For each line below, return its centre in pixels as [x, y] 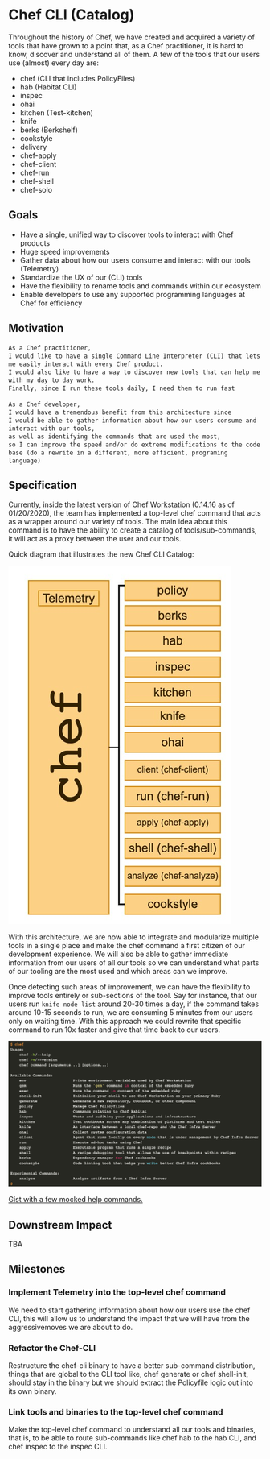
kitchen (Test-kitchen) [57, 112]
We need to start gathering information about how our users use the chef [129, 1310]
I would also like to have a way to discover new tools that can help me [135, 372]
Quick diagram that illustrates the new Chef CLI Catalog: [101, 554]
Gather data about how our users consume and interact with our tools [135, 260]
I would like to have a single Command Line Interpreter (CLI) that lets [135, 356]
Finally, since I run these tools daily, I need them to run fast [122, 388]
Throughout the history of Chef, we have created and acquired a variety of [132, 37]
